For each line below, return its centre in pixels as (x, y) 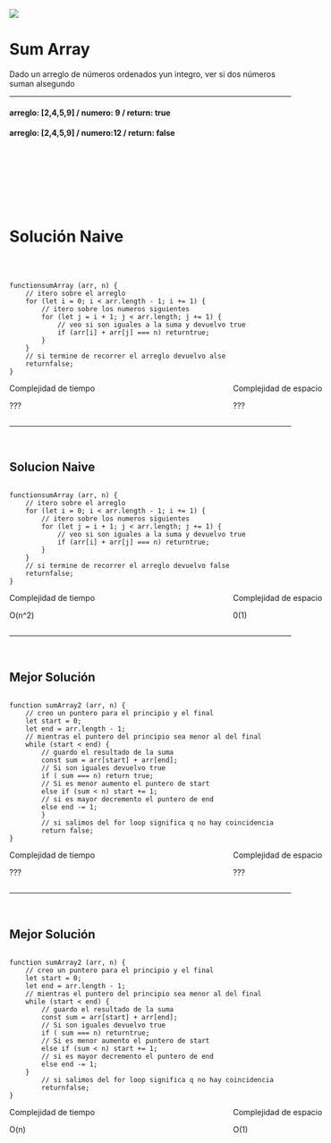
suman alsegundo (42, 83)
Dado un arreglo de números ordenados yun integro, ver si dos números (142, 74)
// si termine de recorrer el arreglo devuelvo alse (126, 356)
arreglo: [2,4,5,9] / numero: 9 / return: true (90, 113)
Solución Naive (66, 236)
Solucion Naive (52, 467)
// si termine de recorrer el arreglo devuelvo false (127, 566)
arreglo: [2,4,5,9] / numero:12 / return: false (93, 133)
